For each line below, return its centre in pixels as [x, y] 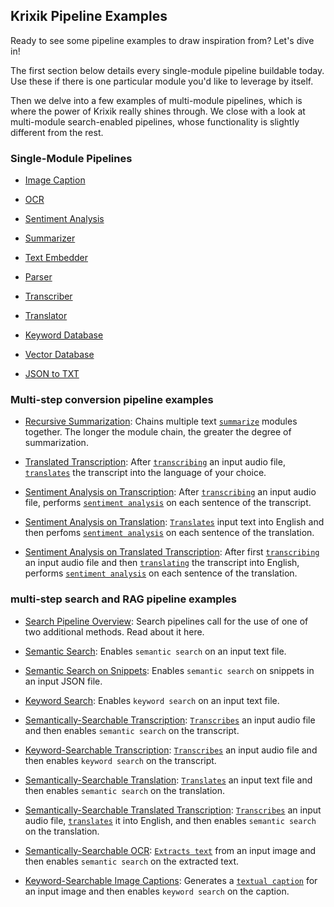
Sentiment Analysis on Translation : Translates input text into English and [174, 522]
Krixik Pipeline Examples [89, 16]
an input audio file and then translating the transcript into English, [162, 563]
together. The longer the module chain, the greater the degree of [158, 432]
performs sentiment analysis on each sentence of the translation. [161, 573]
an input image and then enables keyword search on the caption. [157, 891]
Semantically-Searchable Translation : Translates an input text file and [168, 780]
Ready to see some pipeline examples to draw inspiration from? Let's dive [162, 40]
